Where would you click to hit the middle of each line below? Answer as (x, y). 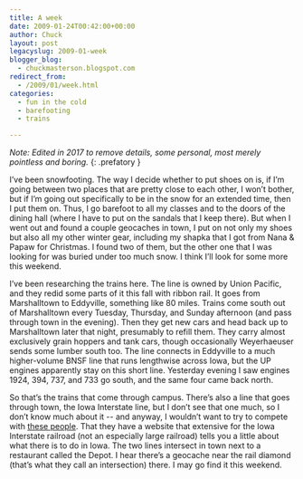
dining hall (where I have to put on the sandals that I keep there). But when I (150, 218)
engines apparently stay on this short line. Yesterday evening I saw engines (150, 370)
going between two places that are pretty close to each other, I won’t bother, (152, 189)
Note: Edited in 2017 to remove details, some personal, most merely (135, 153)
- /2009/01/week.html (58, 85)
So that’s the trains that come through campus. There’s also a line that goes (150, 398)
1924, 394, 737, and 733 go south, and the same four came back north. (142, 380)
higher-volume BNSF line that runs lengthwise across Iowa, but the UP (140, 361)
